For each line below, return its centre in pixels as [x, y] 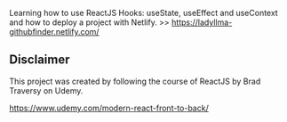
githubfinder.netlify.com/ [54, 32]
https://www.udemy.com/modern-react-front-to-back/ [109, 108]
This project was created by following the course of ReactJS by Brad [135, 81]
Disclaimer [40, 60]
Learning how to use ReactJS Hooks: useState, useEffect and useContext [143, 13]
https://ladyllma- [202, 22]
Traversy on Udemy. [46, 90]
